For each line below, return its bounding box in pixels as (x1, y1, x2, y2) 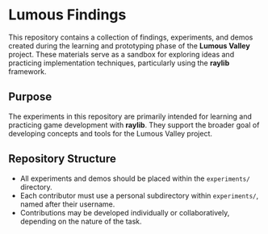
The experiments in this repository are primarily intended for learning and (8, 111, 253, 121)
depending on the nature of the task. (19, 216, 143, 226)
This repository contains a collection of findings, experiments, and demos (8, 32, 253, 42)
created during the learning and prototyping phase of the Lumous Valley (8, 40, 250, 50)
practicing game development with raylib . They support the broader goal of (8, 119, 260, 130)
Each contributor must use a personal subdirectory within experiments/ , (19, 190, 259, 200)
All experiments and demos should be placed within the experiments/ (19, 173, 250, 183)
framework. (8, 66, 47, 76)
